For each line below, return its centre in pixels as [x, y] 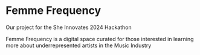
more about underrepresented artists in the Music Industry [79, 45]
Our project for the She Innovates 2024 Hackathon [69, 27]
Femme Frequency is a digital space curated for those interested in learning [100, 39]
